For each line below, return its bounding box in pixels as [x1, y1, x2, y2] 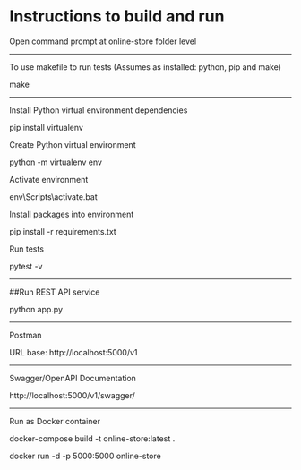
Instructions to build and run [9, 6, 225, 27]
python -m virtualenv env [9, 157, 103, 167]
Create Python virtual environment [9, 139, 136, 150]
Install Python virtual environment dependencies [9, 105, 188, 115]
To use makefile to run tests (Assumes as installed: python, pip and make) [9, 61, 282, 73]
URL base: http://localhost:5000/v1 [9, 346, 138, 357]
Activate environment [9, 174, 89, 184]
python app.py [9, 303, 64, 314]
